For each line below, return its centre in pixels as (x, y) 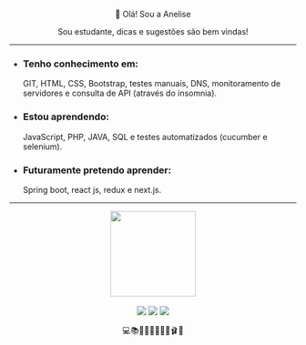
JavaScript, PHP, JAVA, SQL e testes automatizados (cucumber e (145, 137)
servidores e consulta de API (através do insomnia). (119, 93)
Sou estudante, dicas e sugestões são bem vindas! (153, 31)
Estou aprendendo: (66, 117)
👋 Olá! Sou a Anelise (153, 14)
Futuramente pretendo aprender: (97, 170)
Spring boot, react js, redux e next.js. (92, 189)
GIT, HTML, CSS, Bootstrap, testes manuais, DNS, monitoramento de (152, 84)
